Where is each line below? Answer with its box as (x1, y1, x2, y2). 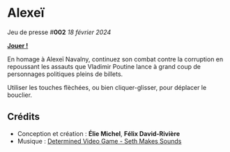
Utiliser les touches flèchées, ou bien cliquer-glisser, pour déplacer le (7, 83, 207, 91)
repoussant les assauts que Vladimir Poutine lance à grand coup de (7, 62, 201, 70)
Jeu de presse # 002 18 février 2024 (7, 28, 112, 36)
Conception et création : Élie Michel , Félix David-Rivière (17, 129, 181, 137)
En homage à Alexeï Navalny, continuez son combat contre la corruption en (7, 54, 224, 63)
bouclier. (7, 91, 33, 99)
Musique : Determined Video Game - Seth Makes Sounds (17, 137, 182, 145)
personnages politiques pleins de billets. (7, 70, 123, 78)
